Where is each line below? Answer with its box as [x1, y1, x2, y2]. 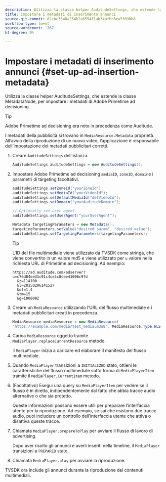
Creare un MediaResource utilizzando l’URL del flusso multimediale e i [12, 305, 152, 310]
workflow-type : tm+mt [5, 21, 50, 26]
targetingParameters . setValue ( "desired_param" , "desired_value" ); [12, 226, 152, 231]
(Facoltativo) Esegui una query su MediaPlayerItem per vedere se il [12, 383, 148, 389]
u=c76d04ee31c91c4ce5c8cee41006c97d [12, 274, 88, 279]
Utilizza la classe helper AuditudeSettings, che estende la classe [5, 93, 136, 99]
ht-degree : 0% [5, 30, 35, 35]
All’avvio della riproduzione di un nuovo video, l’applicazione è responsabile [5, 137, 159, 143]
